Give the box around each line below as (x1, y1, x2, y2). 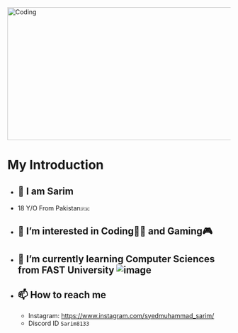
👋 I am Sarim (17, 185, 74, 197)
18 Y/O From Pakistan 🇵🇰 (17, 204, 90, 212)
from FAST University (17, 264, 115, 276)
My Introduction (7, 157, 104, 173)
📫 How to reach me (17, 289, 106, 301)
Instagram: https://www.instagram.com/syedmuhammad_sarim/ (28, 311, 215, 320)
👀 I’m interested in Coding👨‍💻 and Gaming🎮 (17, 225, 213, 237)
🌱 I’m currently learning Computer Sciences (17, 253, 215, 265)
